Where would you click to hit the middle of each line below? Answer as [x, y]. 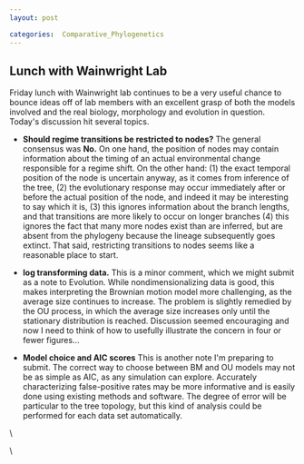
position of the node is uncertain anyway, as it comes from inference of [156, 178]
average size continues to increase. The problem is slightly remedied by [157, 301]
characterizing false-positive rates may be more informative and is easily [158, 387]
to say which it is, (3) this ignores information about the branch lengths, [156, 207]
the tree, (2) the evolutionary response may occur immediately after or [154, 188]
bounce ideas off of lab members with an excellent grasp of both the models [152, 103]
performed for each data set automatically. [103, 416]
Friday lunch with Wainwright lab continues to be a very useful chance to [146, 93]
